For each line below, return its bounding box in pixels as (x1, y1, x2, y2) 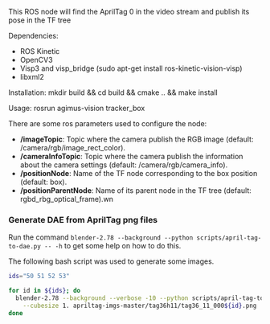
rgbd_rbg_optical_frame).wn (19, 195, 114, 203)
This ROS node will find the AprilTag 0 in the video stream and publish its (8, 7, 250, 16)
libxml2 (19, 72, 44, 81)
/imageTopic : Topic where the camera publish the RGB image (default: (19, 134, 254, 144)
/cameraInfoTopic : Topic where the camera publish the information (19, 152, 243, 161)
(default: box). (19, 177, 67, 187)
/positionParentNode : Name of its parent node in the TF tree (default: (19, 186, 252, 195)
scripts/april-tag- (196, 234, 262, 242)
